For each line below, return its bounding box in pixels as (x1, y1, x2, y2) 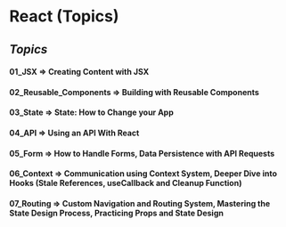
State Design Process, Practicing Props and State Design (9, 207, 225, 218)
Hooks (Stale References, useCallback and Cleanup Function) (9, 178, 242, 189)
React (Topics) (9, 6, 119, 27)
